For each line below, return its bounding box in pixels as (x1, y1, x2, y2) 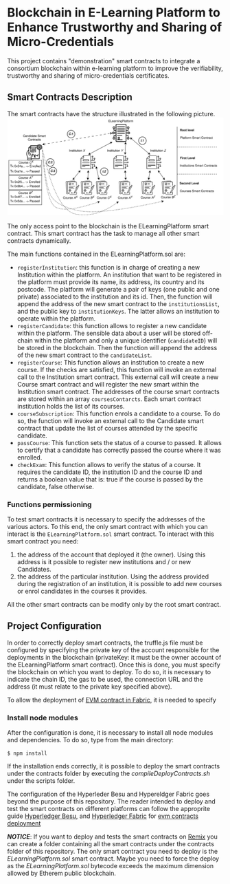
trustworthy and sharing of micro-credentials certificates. (7, 71, 170, 80)
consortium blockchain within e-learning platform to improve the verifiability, (7, 64, 223, 72)
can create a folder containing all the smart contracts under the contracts (7, 840, 215, 848)
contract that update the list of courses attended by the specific (16, 424, 198, 432)
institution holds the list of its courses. (16, 402, 125, 410)
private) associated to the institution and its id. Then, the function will (16, 292, 213, 301)
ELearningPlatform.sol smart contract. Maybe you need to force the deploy (7, 854, 220, 863)
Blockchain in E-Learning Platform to (7, 5, 221, 21)
